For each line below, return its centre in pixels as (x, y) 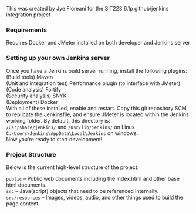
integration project (28, 15)
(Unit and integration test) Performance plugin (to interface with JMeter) (93, 83)
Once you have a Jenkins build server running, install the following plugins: (97, 70)
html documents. (26, 185)
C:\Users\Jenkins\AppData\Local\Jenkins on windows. (72, 133)
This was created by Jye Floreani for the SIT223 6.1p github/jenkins (87, 9)
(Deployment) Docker (32, 102)
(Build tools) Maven (30, 77)
